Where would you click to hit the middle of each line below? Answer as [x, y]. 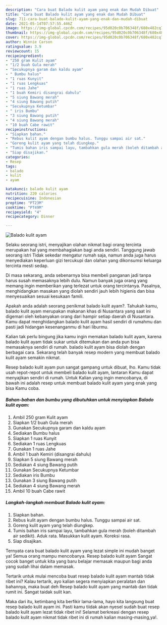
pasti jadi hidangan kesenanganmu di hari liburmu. [57, 327]
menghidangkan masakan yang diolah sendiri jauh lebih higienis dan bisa [80, 291]
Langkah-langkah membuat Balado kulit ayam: [56, 502]
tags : [11, 166]
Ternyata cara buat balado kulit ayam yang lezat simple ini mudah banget [80, 551]
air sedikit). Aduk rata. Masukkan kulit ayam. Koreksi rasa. [72, 536]
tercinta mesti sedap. [27, 266]
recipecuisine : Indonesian [33, 198]
